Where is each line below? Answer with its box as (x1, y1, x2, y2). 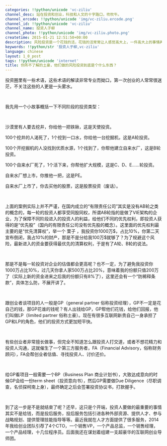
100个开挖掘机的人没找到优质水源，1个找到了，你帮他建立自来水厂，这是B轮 (5, 145, 161, 151)
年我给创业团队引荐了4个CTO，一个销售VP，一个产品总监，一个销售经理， (5, 423, 158, 429)
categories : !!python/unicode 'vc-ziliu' (5, 7, 92, 12)
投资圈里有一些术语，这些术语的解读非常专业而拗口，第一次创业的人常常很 (5, 77, 158, 83)
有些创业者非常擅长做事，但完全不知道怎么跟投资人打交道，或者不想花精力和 (5, 339, 162, 345)
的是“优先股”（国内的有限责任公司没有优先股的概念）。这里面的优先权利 (9, 222, 155, 228)
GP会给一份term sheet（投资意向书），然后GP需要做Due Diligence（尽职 (9, 378, 158, 384)
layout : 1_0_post (5, 53, 41, 59)
